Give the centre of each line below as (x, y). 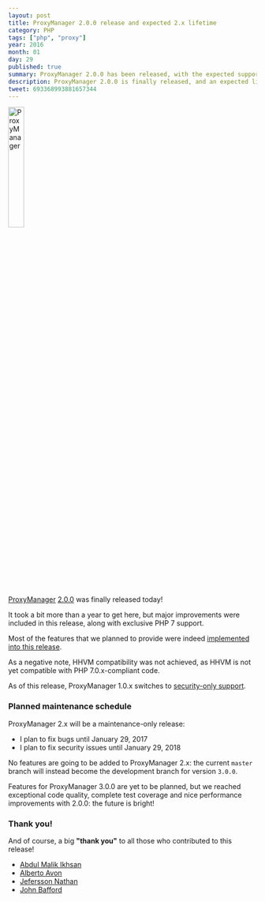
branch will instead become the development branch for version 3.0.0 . (123, 771)
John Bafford (41, 889)
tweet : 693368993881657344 (52, 89)
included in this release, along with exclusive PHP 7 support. (106, 623)
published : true (35, 67)
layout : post (30, 15)
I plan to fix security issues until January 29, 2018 (100, 747)
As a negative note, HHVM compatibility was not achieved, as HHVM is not (129, 662)
